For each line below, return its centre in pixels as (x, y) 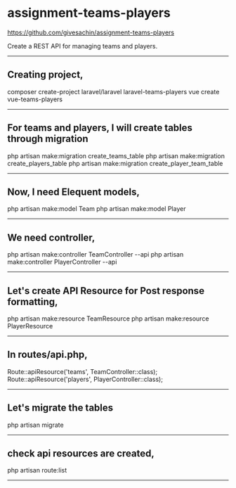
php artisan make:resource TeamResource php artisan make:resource (108, 319)
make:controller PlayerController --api (62, 262)
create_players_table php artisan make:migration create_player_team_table (115, 163)
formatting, (33, 301)
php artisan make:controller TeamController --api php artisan (96, 255)
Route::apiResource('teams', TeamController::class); (83, 371)
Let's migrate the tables (60, 408)
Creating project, (45, 75)
